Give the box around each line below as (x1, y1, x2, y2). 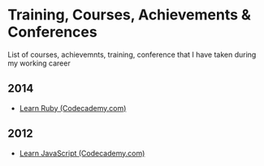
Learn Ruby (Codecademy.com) (19, 103, 127, 113)
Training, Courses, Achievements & (7, 6, 251, 24)
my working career (7, 58, 71, 68)
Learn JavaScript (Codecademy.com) (19, 148, 145, 158)
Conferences (7, 23, 98, 41)
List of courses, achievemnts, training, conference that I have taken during (7, 49, 257, 59)
